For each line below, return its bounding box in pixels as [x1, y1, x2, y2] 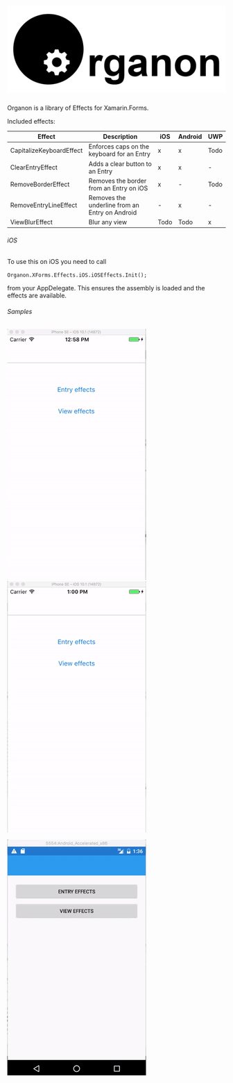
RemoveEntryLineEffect [10, 201, 78, 210]
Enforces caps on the [88, 142, 150, 151]
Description [103, 133, 138, 141]
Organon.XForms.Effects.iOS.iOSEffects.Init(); [7, 272, 148, 279]
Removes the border [88, 176, 147, 185]
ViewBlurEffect [10, 218, 53, 226]
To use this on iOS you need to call [7, 258, 107, 266]
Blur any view [88, 218, 127, 226]
